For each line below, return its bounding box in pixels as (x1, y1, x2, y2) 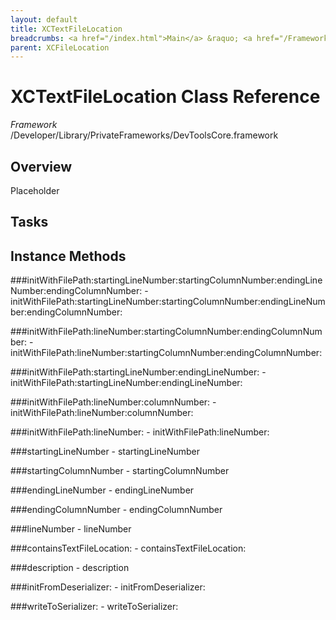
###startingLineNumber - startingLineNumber (10, 446, 201, 458)
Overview (10, 158, 73, 175)
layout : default (10, 14, 78, 25)
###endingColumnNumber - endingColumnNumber (10, 504, 223, 516)
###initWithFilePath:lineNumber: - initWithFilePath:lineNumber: (10, 426, 270, 438)
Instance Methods (10, 247, 127, 265)
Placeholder (10, 185, 60, 196)
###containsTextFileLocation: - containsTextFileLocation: (10, 542, 247, 555)
